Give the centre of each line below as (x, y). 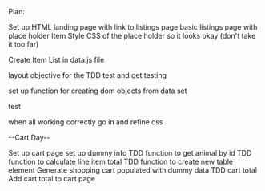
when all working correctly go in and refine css (86, 122)
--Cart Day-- (29, 137)
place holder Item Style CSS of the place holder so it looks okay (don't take (132, 36)
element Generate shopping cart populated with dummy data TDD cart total (133, 170)
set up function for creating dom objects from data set (98, 91)
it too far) (24, 44)
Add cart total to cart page (52, 179)
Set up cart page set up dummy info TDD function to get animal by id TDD (130, 153)
